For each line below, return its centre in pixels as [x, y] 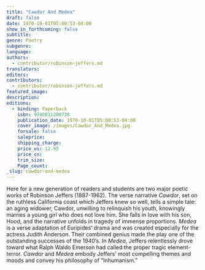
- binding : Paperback [40, 109]
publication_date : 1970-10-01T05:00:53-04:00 [77, 120]
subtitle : [19, 35]
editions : [19, 103]
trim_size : [31, 160]
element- [179, 247]
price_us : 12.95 [38, 148]
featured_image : [27, 92]
